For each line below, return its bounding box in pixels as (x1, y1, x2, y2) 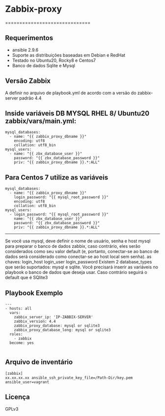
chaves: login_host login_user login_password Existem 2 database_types (5, 259, 152, 265)
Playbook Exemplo (5, 288, 63, 297)
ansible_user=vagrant (5, 379, 50, 385)
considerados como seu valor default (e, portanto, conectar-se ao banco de (5, 249, 159, 255)
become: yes (9, 340, 34, 345)
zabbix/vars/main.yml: (5, 117, 77, 125)
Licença (5, 393, 30, 401)
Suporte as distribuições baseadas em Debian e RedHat (12, 52, 126, 58)
